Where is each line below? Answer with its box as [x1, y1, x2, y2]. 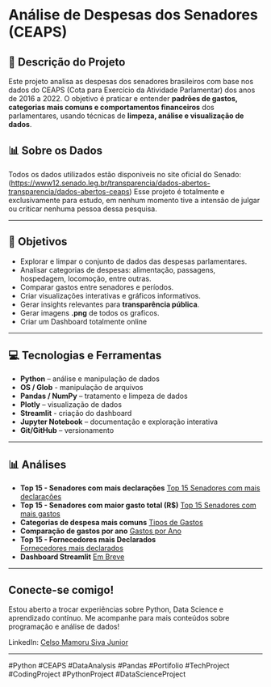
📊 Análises [8, 457, 67, 471]
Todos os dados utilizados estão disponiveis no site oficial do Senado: [8, 169, 242, 179]
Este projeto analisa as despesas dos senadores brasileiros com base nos [8, 77, 254, 86]
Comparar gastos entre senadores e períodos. [19, 282, 174, 292]
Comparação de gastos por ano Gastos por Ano [19, 526, 181, 536]
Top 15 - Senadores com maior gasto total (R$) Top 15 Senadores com [19, 500, 256, 511]
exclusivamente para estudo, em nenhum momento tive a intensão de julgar [8, 195, 261, 205]
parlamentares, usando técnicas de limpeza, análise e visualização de [8, 111, 244, 121]
